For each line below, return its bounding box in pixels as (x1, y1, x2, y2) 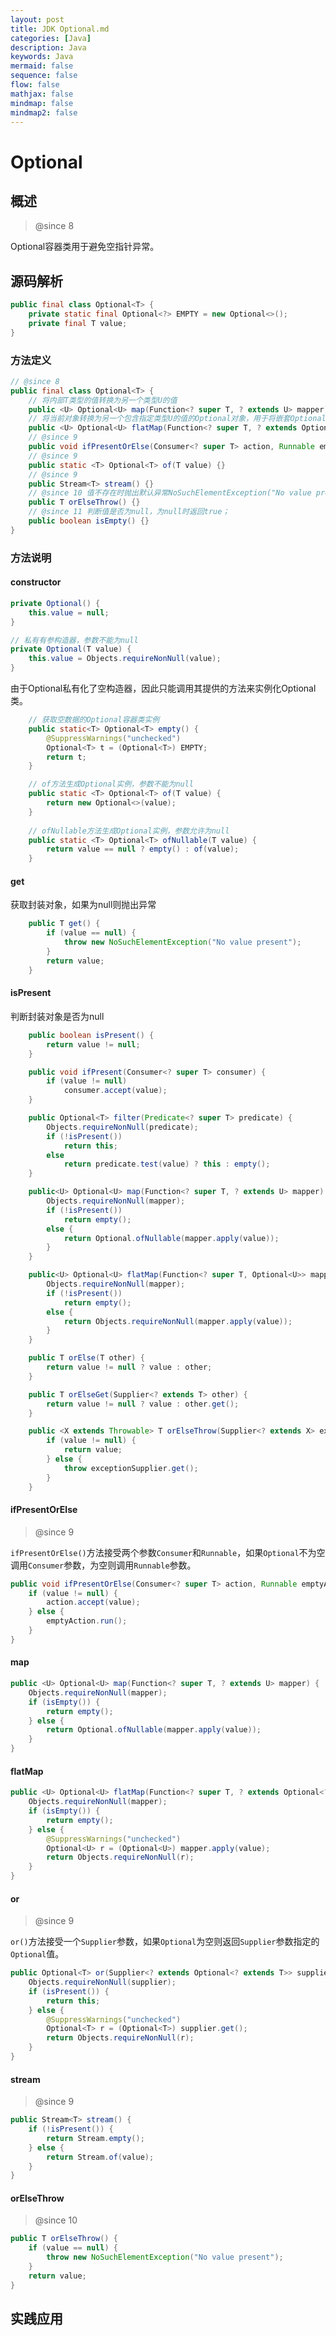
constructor (10, 576, 62, 588)
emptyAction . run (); (46, 1616, 128, 1626)
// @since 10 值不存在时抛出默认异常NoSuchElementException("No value (28, 488, 312, 498)
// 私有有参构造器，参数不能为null (10, 635, 139, 645)
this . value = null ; (28, 607, 110, 618)
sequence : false (10, 71, 78, 81)
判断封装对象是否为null (10, 1010, 105, 1022)
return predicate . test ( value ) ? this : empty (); (63, 1159, 271, 1170)
